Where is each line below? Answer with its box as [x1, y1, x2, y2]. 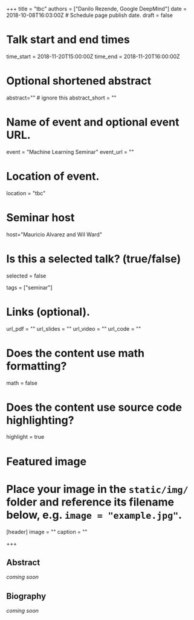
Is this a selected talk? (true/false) [6, 252, 181, 265]
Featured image [6, 455, 86, 468]
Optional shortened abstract [6, 74, 152, 88]
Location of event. [6, 170, 100, 183]
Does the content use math [6, 346, 145, 360]
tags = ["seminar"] [6, 284, 53, 291]
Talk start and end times [6, 33, 130, 47]
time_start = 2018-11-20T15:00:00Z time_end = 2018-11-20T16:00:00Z [6, 53, 180, 60]
